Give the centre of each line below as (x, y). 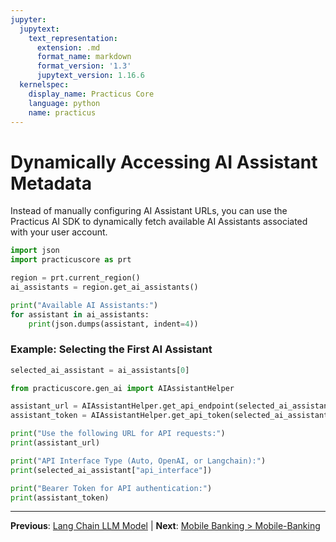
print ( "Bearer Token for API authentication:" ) (111, 488)
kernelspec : (44, 85)
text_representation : (73, 38)
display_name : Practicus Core (91, 94)
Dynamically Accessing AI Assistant (164, 162)
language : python (64, 103)
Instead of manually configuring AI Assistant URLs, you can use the (149, 211)
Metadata (51, 183)
